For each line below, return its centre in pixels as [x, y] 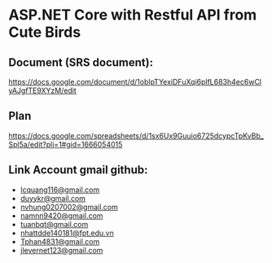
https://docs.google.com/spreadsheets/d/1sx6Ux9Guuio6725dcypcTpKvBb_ [136, 135]
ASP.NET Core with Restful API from [133, 15]
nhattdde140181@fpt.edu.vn [67, 233]
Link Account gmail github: [78, 170]
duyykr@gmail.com [53, 198]
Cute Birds [45, 32]
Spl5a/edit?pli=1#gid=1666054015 [66, 144]
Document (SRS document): [81, 62]
